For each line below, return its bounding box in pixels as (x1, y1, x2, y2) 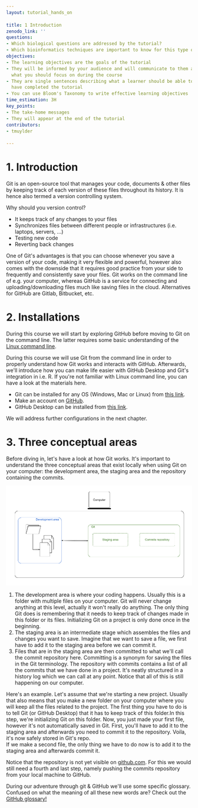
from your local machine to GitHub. (6, 771, 91, 778)
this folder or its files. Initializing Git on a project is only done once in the (14, 616, 190, 623)
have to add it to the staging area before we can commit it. (14, 642, 157, 649)
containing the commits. (6, 474, 65, 481)
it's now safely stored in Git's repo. (6, 735, 91, 742)
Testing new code (14, 234, 58, 242)
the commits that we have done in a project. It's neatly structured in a (14, 667, 183, 674)
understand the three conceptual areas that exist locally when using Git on (6, 461, 187, 468)
